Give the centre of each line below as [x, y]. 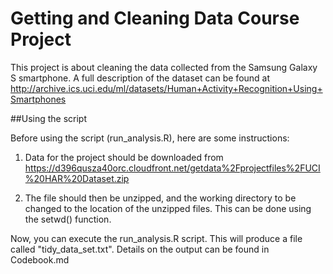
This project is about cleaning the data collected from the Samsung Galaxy [164, 67]
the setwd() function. [68, 219]
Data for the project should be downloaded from [124, 157]
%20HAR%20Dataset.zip [77, 178]
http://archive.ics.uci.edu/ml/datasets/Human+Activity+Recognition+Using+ [166, 88]
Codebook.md [40, 259]
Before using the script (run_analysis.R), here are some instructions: [150, 138]
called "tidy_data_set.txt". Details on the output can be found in [140, 249]
